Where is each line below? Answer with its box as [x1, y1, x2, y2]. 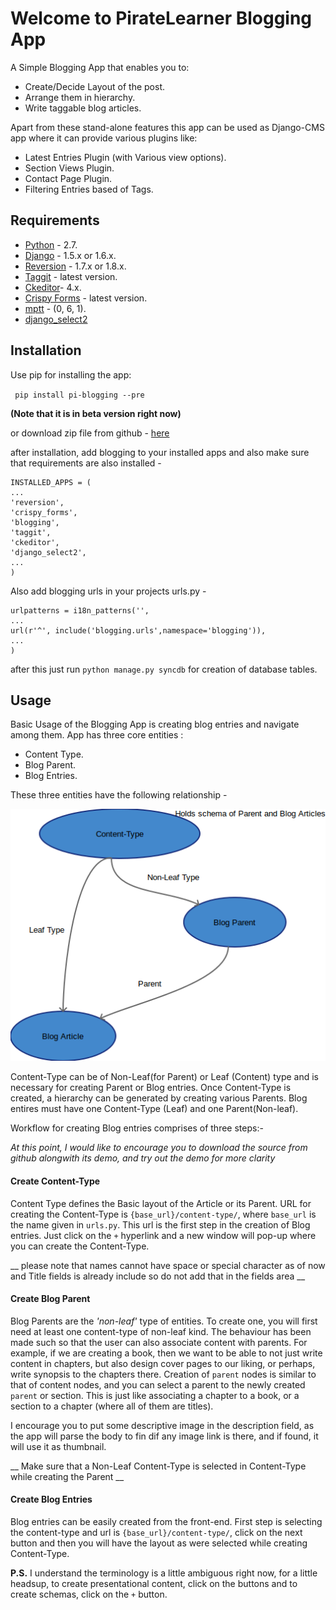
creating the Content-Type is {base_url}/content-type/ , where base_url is [10, 1208, 317, 1220]
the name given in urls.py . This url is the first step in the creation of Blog [10, 1218, 311, 1231]
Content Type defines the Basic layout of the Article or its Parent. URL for [10, 1197, 312, 1209]
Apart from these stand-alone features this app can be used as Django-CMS [10, 121, 325, 133]
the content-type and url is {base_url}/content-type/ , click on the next [10, 1526, 303, 1538]
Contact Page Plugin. [24, 172, 113, 184]
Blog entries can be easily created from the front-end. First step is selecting [10, 1515, 323, 1527]
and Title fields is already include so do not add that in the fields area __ [10, 1270, 306, 1282]
